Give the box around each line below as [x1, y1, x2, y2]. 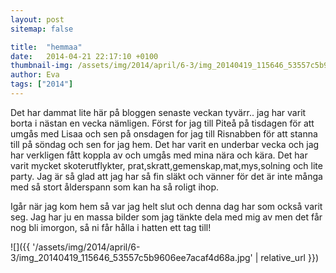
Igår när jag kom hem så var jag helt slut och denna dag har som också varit [10, 200, 323, 212]
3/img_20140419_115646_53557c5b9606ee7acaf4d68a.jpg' [10, 251, 253, 263]
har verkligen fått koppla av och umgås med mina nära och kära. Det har [10, 149, 308, 161]
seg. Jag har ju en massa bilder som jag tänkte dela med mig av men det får [10, 211, 323, 223]
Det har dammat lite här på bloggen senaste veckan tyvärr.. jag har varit [10, 106, 307, 118]
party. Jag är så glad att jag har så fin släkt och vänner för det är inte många [10, 170, 323, 182]
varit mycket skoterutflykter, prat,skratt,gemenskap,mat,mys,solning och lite [10, 159, 323, 171]
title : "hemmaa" [10, 42, 83, 52]
